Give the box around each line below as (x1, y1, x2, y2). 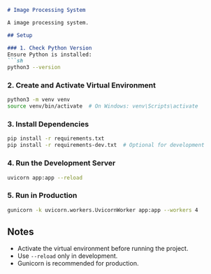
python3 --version (7, 64, 61, 71)
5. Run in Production (7, 191, 78, 201)
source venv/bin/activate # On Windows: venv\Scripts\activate (7, 103, 198, 110)
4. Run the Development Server (7, 158, 116, 168)
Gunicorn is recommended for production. (17, 259, 139, 268)
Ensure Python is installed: (7, 51, 92, 58)
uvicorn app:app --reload (7, 174, 82, 181)
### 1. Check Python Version (7, 44, 92, 52)
